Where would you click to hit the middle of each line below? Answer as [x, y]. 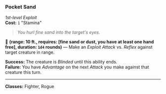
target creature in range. [30, 52]
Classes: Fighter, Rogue [30, 87]
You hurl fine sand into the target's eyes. [59, 32]
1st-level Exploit [21, 18]
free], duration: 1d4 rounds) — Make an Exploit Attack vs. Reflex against [79, 47]
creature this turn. [23, 72]
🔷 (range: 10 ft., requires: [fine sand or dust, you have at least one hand [80, 42]
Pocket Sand [21, 7]
